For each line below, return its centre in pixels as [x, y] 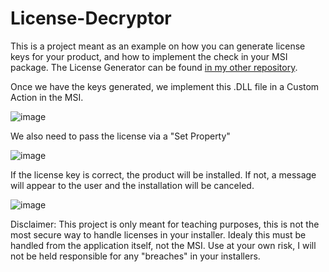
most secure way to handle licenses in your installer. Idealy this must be [158, 234]
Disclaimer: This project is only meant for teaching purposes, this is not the [165, 224]
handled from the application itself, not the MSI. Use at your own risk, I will [163, 245]
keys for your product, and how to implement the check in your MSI [149, 56]
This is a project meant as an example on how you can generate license [158, 46]
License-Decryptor [91, 18]
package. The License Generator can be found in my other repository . [154, 67]
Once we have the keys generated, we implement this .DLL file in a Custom [165, 86]
